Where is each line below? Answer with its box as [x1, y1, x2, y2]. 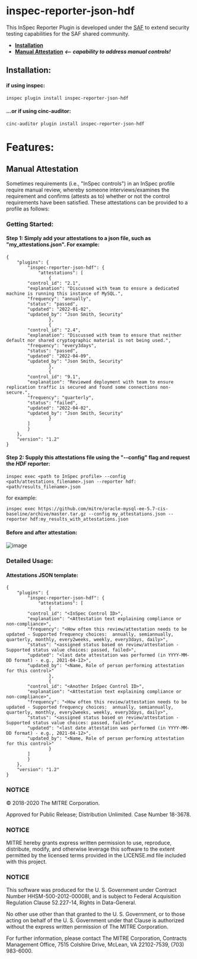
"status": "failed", [27, 400, 78, 405]
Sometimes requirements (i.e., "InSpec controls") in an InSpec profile [6, 180, 175, 187]
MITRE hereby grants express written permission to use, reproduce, [6, 839, 172, 846]
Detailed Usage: [6, 557, 53, 565]
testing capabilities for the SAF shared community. [6, 30, 129, 37]
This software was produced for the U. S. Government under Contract [6, 886, 177, 894]
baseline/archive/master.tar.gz [6, 511, 86, 517]
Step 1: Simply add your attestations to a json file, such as [6, 235, 151, 242]
